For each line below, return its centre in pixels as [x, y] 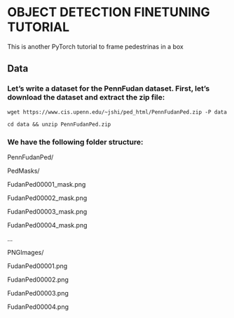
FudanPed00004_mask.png [47, 225]
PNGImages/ [26, 252]
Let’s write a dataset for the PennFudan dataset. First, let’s [109, 88]
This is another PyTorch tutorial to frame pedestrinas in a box [95, 46]
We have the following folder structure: [75, 142]
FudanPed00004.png [38, 307]
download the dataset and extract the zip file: [86, 98]
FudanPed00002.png [38, 279]
